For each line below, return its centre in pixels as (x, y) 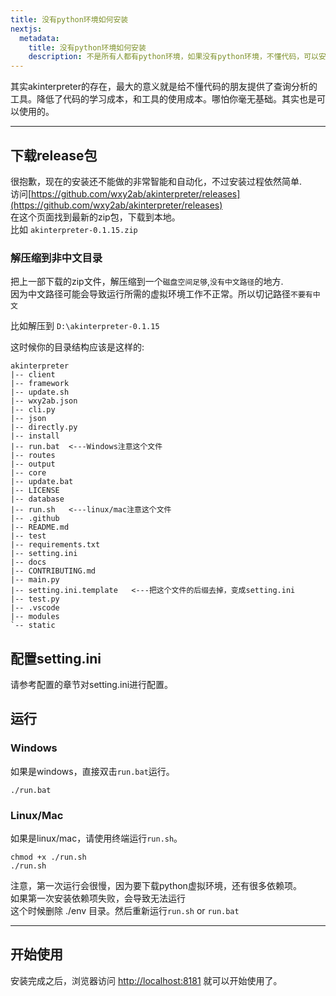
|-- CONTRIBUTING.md (53, 571)
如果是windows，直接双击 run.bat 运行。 (92, 771)
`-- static (33, 626)
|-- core (28, 473)
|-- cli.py (33, 410)
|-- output (33, 464)
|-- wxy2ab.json (44, 401)
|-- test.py (35, 599)
